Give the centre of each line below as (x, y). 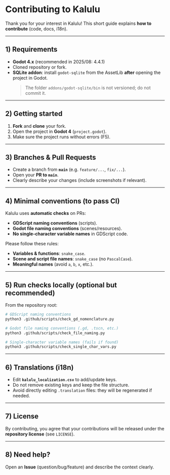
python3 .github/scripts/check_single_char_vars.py (61, 347)
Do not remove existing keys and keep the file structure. (71, 385)
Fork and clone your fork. (39, 126)
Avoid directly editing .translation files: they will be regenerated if (82, 390)
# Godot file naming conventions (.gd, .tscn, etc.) (62, 328)
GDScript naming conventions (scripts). (55, 223)
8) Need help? (28, 455)
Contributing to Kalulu (53, 9)
